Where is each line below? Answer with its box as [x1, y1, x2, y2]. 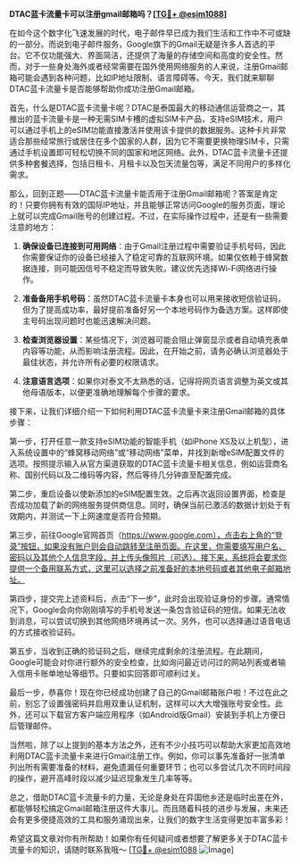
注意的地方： [9, 222, 56, 232]
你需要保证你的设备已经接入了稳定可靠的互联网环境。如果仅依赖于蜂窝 [21, 252, 281, 262]
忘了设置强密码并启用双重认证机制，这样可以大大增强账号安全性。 [32, 698, 275, 709]
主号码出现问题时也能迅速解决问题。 [21, 316, 156, 326]
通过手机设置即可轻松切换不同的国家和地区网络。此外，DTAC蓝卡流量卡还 [9, 147, 280, 157]
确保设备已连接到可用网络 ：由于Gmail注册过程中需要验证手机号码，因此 [21, 241, 287, 251]
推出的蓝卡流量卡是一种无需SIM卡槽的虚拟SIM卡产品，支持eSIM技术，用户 [9, 113, 284, 124]
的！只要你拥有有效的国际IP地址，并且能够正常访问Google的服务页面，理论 [9, 200, 286, 210]
